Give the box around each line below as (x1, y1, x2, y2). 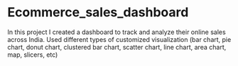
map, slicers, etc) (7, 50, 58, 59)
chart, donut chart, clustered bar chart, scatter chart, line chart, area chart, (7, 43, 227, 51)
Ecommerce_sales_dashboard (7, 4, 189, 21)
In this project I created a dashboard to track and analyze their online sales (7, 28, 226, 36)
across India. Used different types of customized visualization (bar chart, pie (7, 35, 232, 43)
